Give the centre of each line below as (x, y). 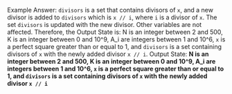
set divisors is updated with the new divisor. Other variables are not (105, 25)
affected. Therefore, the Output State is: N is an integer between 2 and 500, (115, 32)
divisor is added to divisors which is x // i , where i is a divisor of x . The (112, 17)
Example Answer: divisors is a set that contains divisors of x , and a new (110, 10)
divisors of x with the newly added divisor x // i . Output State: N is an (108, 54)
